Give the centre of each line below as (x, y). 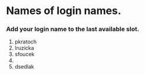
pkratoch (26, 42)
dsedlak (24, 67)
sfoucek (24, 54)
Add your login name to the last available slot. (73, 29)
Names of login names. (64, 11)
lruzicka (24, 48)
